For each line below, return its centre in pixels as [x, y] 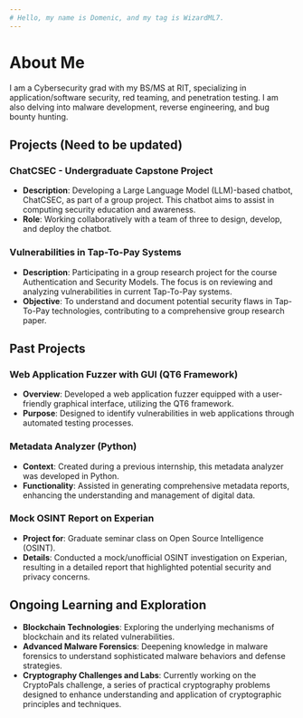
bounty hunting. [39, 116]
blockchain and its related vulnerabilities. [99, 637]
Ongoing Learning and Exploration [108, 605]
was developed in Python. [71, 475]
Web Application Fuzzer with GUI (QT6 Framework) [123, 374]
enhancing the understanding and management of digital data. [139, 495]
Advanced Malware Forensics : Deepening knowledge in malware [145, 646]
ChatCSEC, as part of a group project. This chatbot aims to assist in [148, 200]
